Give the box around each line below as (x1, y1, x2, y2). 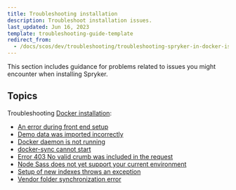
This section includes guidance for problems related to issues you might (7, 63, 216, 70)
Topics (7, 90, 38, 102)
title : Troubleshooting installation (7, 10, 118, 18)
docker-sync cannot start (17, 145, 91, 153)
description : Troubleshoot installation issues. (7, 17, 152, 24)
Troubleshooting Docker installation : (7, 108, 112, 117)
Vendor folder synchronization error (17, 175, 122, 183)
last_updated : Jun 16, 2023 (7, 23, 90, 30)
